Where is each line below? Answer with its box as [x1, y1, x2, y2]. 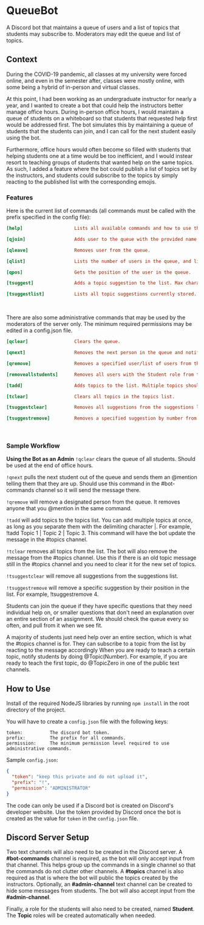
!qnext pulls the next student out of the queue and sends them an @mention [6, 474, 197, 481]
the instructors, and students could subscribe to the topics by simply [6, 171, 178, 179]
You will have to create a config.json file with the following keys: [6, 718, 169, 726]
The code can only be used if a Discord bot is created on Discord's [6, 802, 174, 809]
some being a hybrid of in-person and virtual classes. [6, 83, 140, 91]
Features [6, 193, 33, 201]
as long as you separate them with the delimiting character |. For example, [6, 523, 192, 530]
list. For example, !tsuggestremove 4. [6, 591, 99, 598]
